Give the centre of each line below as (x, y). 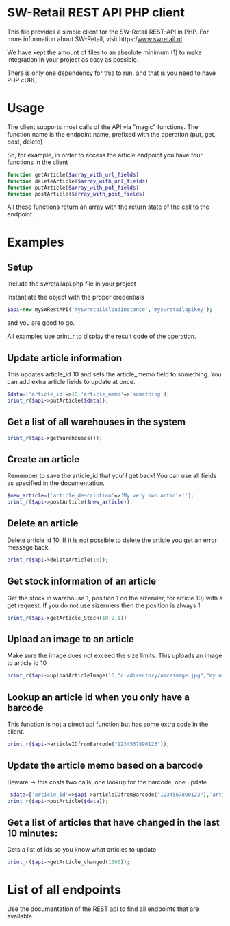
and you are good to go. (41, 323)
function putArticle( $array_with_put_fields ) (73, 188)
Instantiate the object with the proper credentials (76, 297)
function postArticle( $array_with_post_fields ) (76, 194)
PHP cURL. (23, 80)
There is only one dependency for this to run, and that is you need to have (112, 73)
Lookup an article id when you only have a (99, 697)
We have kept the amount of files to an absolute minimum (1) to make (104, 52)
